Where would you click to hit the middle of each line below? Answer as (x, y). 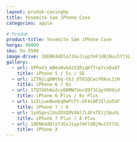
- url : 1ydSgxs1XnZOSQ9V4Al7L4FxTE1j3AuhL (66, 112)
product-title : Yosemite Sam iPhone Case (59, 40)
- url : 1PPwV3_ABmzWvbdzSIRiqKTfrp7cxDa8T (66, 68)
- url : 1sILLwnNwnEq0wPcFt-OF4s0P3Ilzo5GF (66, 102)
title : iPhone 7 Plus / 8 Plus (56, 118)
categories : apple (29, 23)
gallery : (17, 62)
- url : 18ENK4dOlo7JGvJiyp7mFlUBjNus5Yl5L (66, 124)
